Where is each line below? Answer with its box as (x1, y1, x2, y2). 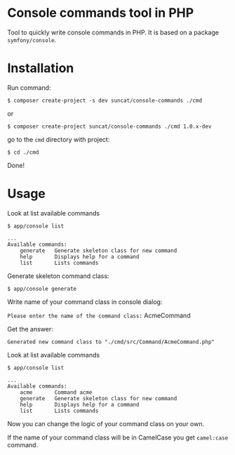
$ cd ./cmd (7, 149, 39, 156)
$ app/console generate (7, 285, 77, 292)
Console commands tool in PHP (7, 5, 194, 21)
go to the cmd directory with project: (7, 135, 110, 143)
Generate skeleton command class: (7, 272, 109, 280)
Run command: (7, 83, 51, 92)
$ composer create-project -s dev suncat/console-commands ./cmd (7, 97, 202, 104)
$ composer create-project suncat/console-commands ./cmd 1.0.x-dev (7, 123, 212, 130)
